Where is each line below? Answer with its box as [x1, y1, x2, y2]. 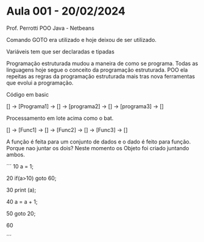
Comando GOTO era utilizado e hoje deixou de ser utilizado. [6, 36, 157, 43]
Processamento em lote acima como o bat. [6, 114, 114, 122]
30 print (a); [6, 186, 37, 193]
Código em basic [6, 91, 49, 98]
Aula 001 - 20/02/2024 [6, 4, 126, 18]
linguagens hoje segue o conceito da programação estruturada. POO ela [6, 66, 188, 74]
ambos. [6, 151, 26, 158]
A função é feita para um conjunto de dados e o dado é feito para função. [6, 138, 191, 145]
